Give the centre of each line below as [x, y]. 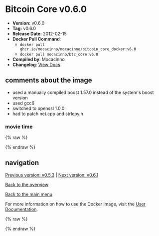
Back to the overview [27, 184]
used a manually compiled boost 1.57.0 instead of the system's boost [83, 92]
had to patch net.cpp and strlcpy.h [48, 113]
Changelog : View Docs [36, 64]
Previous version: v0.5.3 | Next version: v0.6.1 [52, 175]
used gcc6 [23, 103]
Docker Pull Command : [37, 39]
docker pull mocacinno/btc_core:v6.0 [59, 54]
